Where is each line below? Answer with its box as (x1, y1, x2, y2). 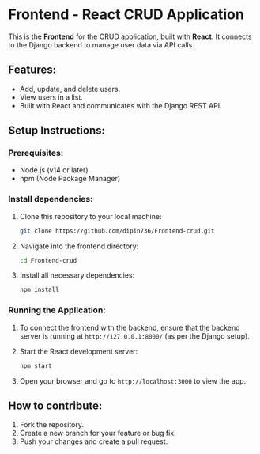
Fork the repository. (19, 420, 85, 429)
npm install (19, 286, 59, 294)
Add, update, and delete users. (19, 84, 121, 93)
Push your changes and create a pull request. (19, 437, 168, 446)
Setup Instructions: (8, 124, 105, 138)
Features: (8, 63, 57, 77)
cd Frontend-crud (19, 256, 77, 264)
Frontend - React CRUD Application (8, 6, 245, 24)
